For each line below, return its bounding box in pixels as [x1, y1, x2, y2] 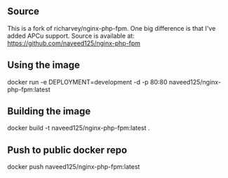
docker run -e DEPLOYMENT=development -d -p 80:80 [7, 77, 168, 86]
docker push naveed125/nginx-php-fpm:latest [7, 163, 140, 171]
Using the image [7, 59, 81, 71]
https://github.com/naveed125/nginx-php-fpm [7, 38, 141, 47]
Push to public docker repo [7, 144, 128, 156]
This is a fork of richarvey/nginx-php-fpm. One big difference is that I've [7, 24, 216, 32]
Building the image [7, 105, 91, 117]
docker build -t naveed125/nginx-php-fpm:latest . [7, 124, 150, 132]
